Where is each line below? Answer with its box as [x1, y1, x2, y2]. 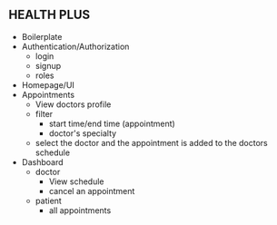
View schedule [48, 176, 104, 187]
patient [35, 195, 63, 206]
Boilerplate [21, 31, 63, 42]
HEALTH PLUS [8, 7, 91, 23]
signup [35, 60, 62, 71]
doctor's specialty [48, 127, 117, 139]
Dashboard [21, 156, 64, 167]
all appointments [48, 204, 112, 216]
